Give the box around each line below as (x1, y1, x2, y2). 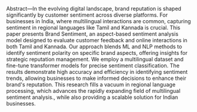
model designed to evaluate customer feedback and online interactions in (6, 37, 187, 43)
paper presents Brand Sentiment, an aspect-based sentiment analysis (6, 30, 178, 38)
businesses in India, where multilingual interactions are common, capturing (6, 18, 192, 24)
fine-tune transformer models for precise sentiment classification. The (6, 62, 180, 69)
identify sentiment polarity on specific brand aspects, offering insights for (6, 49, 188, 56)
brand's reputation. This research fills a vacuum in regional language (6, 81, 175, 88)
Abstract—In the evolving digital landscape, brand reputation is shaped (6, 5, 181, 12)
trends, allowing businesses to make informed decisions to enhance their (6, 74, 187, 82)
